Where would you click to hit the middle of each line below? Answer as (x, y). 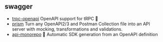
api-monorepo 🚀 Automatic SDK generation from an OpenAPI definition (85, 34)
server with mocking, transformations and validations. (67, 29)
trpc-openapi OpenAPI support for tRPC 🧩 (55, 18)
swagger (19, 7)
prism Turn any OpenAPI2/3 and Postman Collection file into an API (81, 24)
